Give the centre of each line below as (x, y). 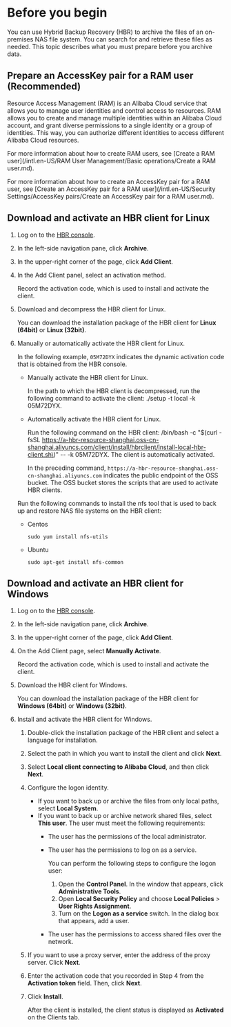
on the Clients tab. (53, 1017)
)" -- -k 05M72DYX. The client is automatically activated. (134, 454)
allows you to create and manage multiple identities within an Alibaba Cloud (114, 118)
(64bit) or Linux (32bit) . (51, 329)
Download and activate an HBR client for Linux (109, 218)
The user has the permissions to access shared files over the (135, 934)
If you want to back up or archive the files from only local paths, (128, 801)
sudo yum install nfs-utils (68, 537)
